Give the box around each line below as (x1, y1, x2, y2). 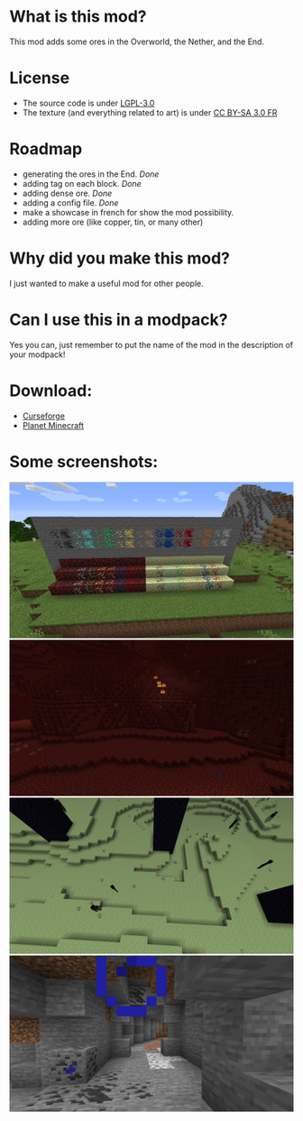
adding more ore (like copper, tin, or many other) (22, 216, 204, 227)
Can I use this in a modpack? (9, 309, 228, 330)
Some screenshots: (9, 451, 159, 472)
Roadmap (9, 139, 83, 160)
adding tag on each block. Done (22, 178, 142, 188)
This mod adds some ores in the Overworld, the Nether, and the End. (9, 36, 264, 47)
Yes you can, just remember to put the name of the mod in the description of (9, 339, 294, 350)
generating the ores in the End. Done (22, 169, 160, 179)
